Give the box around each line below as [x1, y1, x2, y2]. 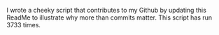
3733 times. [6, 21, 41, 29]
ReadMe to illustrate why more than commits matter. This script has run [6, 13, 213, 22]
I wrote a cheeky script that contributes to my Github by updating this [6, 6, 207, 14]
